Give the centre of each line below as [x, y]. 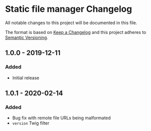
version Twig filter [31, 123]
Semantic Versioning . [27, 37]
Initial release [26, 78]
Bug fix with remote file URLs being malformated [61, 118]
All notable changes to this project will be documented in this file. [71, 23]
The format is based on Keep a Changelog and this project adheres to [76, 32]
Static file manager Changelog [69, 9]
